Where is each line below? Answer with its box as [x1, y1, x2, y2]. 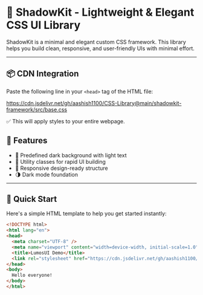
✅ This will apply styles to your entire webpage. [6, 117, 125, 125]
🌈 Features [6, 135, 48, 146]
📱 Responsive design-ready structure [14, 164, 109, 172]
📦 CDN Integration [6, 69, 79, 79]
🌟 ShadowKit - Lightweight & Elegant [6, 5, 195, 19]
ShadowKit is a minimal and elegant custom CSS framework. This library [6, 38, 186, 45]
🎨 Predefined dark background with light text [14, 151, 127, 159]
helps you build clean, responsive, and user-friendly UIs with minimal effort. [6, 45, 195, 52]
